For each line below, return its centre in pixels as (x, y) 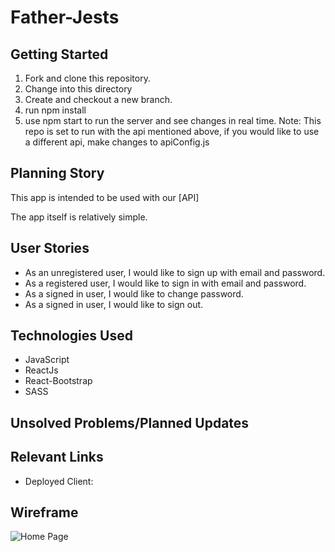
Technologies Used (71, 336)
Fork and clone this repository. (87, 78)
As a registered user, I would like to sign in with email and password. (165, 283)
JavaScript (47, 360)
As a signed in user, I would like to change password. (134, 293)
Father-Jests (65, 17)
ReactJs (41, 370)
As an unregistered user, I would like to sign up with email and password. (175, 272)
